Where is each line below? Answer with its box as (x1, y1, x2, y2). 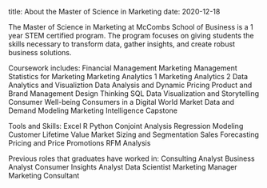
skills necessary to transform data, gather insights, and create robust (8, 39, 236, 49)
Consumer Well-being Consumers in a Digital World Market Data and (8, 98, 234, 106)
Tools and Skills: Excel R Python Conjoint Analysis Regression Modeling (8, 122, 244, 130)
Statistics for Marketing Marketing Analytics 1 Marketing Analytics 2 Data (8, 72, 249, 81)
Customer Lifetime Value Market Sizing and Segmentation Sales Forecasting (8, 130, 260, 139)
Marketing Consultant (8, 171, 80, 180)
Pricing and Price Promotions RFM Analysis (8, 138, 151, 147)
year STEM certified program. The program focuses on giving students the (8, 31, 254, 40)
